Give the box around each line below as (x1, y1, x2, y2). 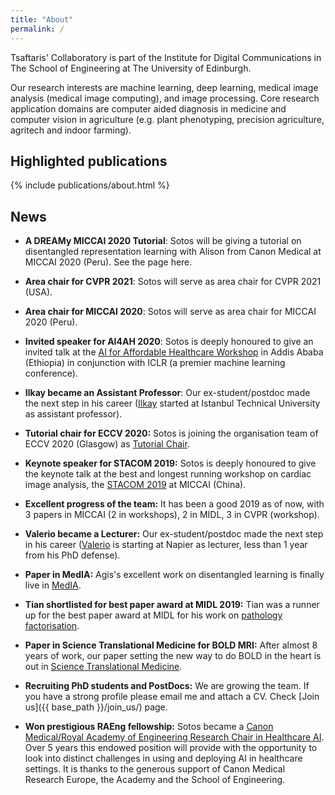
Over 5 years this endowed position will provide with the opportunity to (24, 742, 318, 754)
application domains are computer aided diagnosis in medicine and (10, 102, 287, 115)
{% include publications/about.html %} (10, 179, 170, 191)
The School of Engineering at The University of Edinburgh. (10, 62, 252, 74)
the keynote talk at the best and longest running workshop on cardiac (24, 468, 312, 480)
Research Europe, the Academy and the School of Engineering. (24, 774, 286, 786)
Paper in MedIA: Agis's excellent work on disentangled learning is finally (24, 569, 325, 581)
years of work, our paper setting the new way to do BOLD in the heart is (24, 650, 322, 662)
